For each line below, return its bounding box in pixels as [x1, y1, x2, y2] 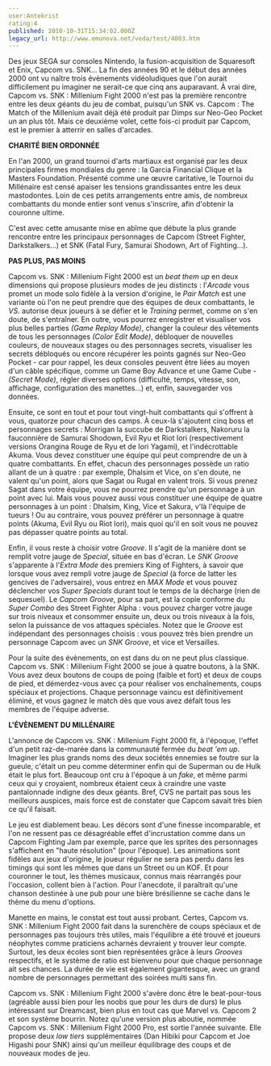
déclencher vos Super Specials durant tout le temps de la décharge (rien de [8, 586, 261, 596]
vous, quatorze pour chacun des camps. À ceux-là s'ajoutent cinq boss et [8, 416, 254, 426]
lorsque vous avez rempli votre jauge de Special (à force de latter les [8, 569, 237, 579]
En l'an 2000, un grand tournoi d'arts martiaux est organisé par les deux [8, 157, 248, 166]
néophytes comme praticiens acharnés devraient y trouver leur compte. [8, 938, 248, 948]
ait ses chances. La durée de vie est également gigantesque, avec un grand [8, 964, 260, 974]
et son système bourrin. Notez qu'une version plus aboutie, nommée [8, 1014, 236, 1024]
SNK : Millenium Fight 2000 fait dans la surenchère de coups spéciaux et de [8, 922, 261, 931]
